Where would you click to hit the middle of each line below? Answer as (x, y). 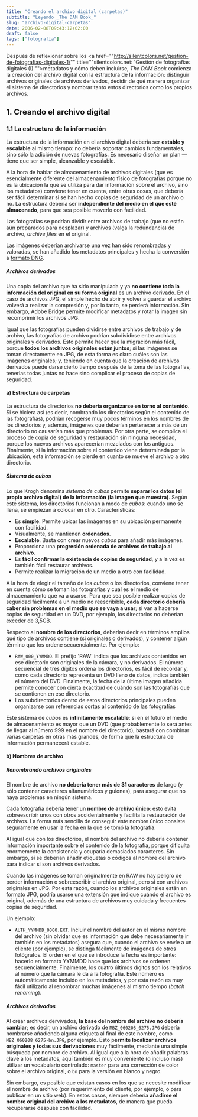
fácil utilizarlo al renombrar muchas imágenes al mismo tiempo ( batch (100, 986)
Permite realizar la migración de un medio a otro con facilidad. (90, 572)
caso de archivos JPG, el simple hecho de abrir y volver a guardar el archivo (99, 298)
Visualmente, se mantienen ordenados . (63, 534)
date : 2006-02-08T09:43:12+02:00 (47, 28)
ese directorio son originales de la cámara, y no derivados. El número (99, 662)
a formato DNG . (25, 258)
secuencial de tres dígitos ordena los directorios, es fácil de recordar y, (101, 668)
